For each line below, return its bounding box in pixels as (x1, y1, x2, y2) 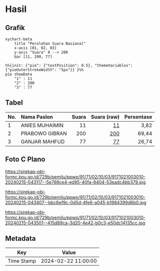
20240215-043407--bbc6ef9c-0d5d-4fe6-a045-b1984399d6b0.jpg (5, 199, 146, 205)
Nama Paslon (20, 113, 53, 120)
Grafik (5, 24, 25, 32)
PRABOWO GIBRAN (20, 130, 67, 137)
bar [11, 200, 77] (14, 54, 52, 59)
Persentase (124, 113, 152, 120)
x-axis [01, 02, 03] (14, 46, 57, 51)
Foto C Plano (5, 155, 45, 164)
